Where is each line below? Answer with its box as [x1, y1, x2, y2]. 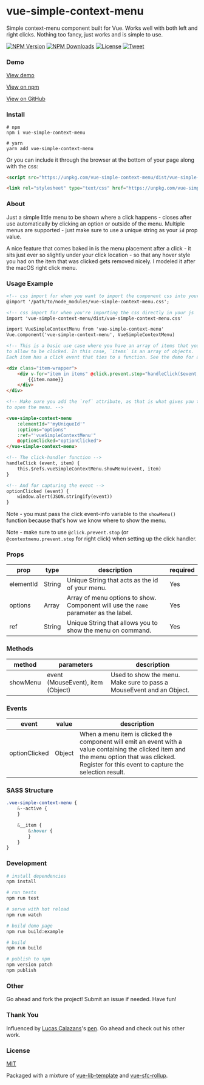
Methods [6, 644, 33, 653]
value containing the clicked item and [80, 745, 186, 754]
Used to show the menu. [110, 670, 180, 679]
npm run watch [6, 912, 42, 918]
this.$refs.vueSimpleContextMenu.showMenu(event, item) [17, 466, 162, 472]
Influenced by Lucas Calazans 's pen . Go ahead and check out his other [6, 1024, 185, 1032]
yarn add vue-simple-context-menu [6, 145, 94, 151]
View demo [6, 72, 35, 79]
